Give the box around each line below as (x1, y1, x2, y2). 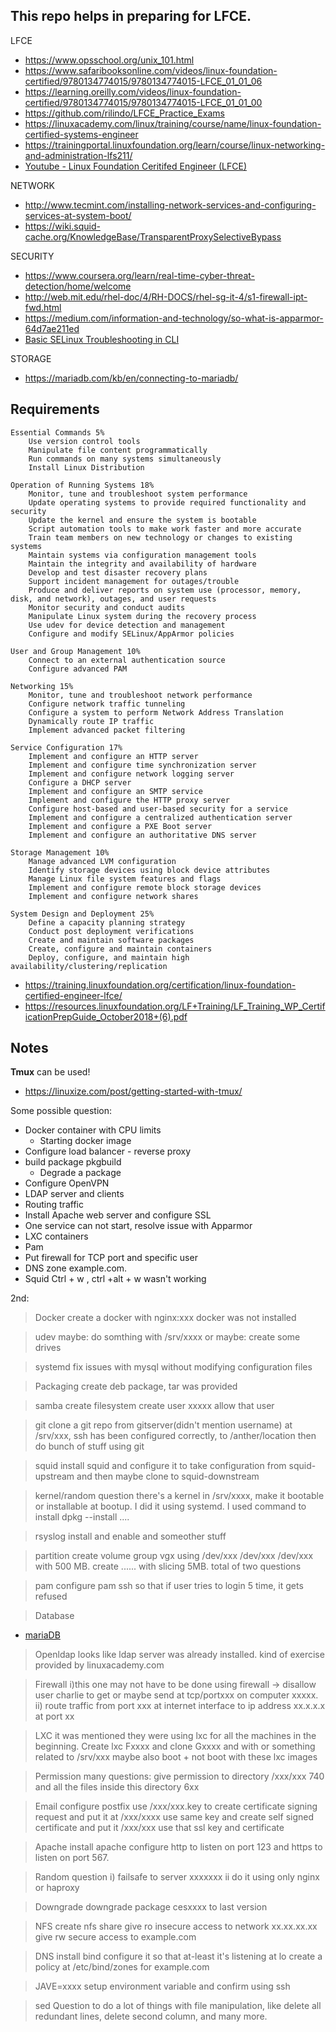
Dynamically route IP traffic (28, 716, 155, 726)
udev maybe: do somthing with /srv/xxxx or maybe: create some (34, 1331, 301, 1343)
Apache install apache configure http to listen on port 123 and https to (34, 1841, 323, 1853)
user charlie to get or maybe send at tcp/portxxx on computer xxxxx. (34, 1689, 319, 1701)
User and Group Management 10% (10, 646, 141, 656)
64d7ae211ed (24, 322, 80, 334)
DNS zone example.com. (24, 1262, 128, 1274)
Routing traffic (24, 1199, 84, 1211)
